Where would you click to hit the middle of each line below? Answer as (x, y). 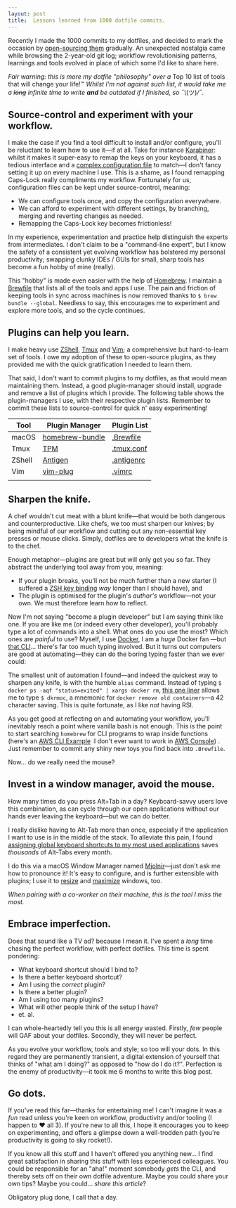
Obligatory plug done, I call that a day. (63, 1197)
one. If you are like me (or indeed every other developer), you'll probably (113, 624)
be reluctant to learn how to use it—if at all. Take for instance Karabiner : (112, 150)
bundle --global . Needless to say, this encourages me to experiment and (114, 303)
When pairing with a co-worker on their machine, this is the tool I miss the (115, 894)
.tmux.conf (130, 449)
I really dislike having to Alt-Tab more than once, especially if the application (118, 830)
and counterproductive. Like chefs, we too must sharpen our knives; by (111, 523)
